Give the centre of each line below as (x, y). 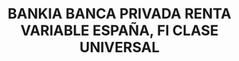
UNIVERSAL (119, 48)
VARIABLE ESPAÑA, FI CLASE (119, 30)
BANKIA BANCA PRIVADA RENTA (119, 14)
